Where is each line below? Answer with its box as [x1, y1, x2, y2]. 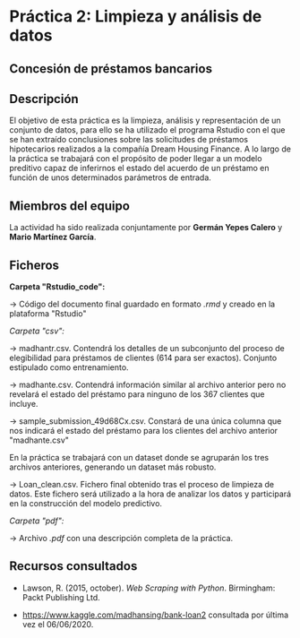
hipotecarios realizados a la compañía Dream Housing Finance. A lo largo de [9, 143, 291, 154]
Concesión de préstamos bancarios [9, 61, 213, 76]
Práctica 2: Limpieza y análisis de [9, 6, 262, 27]
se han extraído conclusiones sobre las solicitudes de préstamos [9, 134, 249, 145]
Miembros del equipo [9, 198, 130, 213]
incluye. [9, 399, 39, 410]
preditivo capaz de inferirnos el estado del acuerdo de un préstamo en [9, 163, 270, 174]
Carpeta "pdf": [9, 515, 64, 526]
